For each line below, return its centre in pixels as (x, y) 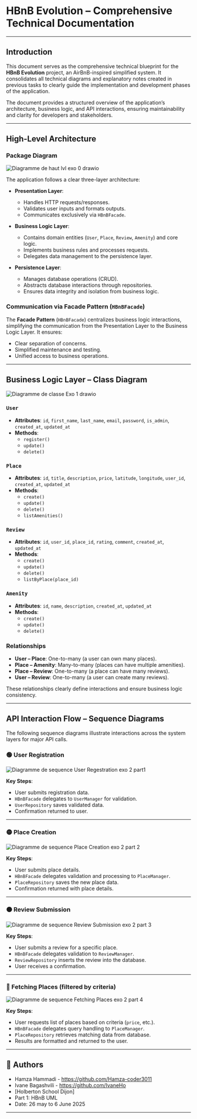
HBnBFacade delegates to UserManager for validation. (76, 799)
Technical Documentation (70, 23)
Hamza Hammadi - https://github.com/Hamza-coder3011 (83, 1079)
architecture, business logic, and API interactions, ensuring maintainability (96, 108)
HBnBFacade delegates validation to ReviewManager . (74, 954)
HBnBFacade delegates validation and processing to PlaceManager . (92, 876)
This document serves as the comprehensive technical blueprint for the (92, 66)
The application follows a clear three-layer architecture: (73, 179)
